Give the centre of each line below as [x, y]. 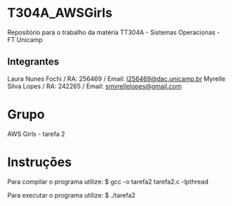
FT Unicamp [25, 39]
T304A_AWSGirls [60, 13]
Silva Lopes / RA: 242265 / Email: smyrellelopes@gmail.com [95, 86]
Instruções [40, 162]
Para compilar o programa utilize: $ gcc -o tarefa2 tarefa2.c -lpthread [108, 181]
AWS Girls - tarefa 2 [36, 134]
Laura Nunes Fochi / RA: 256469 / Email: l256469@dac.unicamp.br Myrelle [116, 78]
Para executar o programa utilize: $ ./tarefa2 [71, 195]
